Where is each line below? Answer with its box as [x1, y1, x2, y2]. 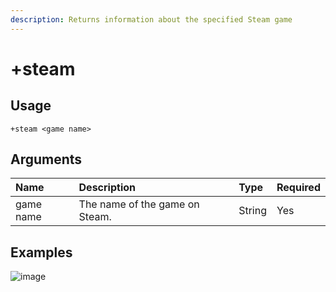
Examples [10, 244, 73, 261]
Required [276, 181, 321, 195]
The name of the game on [78, 197, 200, 211]
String [238, 204, 268, 218]
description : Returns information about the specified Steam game [10, 14, 293, 25]
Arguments [10, 151, 83, 168]
